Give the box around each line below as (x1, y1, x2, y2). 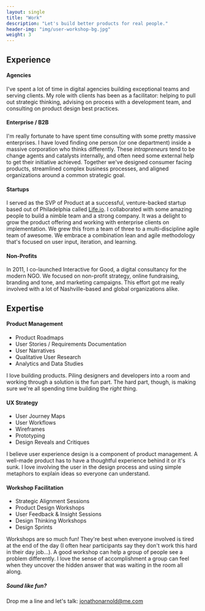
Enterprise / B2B (6, 119, 49, 126)
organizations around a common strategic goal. (6, 171, 125, 178)
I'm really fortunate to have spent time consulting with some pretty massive (6, 132, 196, 140)
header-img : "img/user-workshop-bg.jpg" (6, 26, 111, 32)
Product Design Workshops (15, 504, 85, 512)
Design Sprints (15, 523, 53, 531)
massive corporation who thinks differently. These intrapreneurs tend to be (6, 145, 196, 153)
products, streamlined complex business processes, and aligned (6, 165, 169, 172)
